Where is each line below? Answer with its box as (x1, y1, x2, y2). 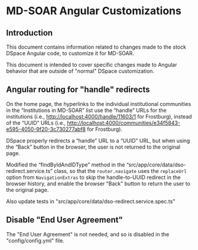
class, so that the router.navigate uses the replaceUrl (54, 167, 187, 174)
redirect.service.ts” (6, 167, 53, 174)
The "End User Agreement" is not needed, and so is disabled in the (6, 230, 170, 238)
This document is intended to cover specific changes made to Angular (6, 61, 177, 68)
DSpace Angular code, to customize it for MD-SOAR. (6, 50, 135, 57)
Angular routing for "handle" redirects (6, 85, 150, 95)
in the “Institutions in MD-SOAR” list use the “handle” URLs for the (6, 107, 167, 114)
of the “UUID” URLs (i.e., (6, 119, 66, 126)
